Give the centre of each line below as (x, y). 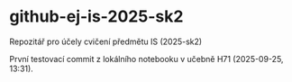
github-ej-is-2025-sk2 (96, 17)
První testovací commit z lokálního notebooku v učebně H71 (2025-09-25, (146, 59)
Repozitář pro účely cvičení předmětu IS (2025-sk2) (106, 41)
